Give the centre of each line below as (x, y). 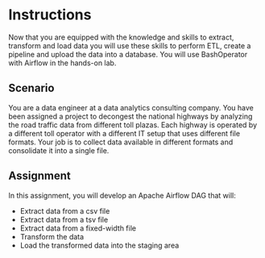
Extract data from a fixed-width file (78, 228)
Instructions (50, 15)
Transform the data (52, 236)
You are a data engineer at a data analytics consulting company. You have (131, 107)
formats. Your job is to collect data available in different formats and (121, 142)
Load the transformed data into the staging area (99, 245)
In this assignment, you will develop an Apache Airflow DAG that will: (122, 195)
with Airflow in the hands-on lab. (62, 63)
